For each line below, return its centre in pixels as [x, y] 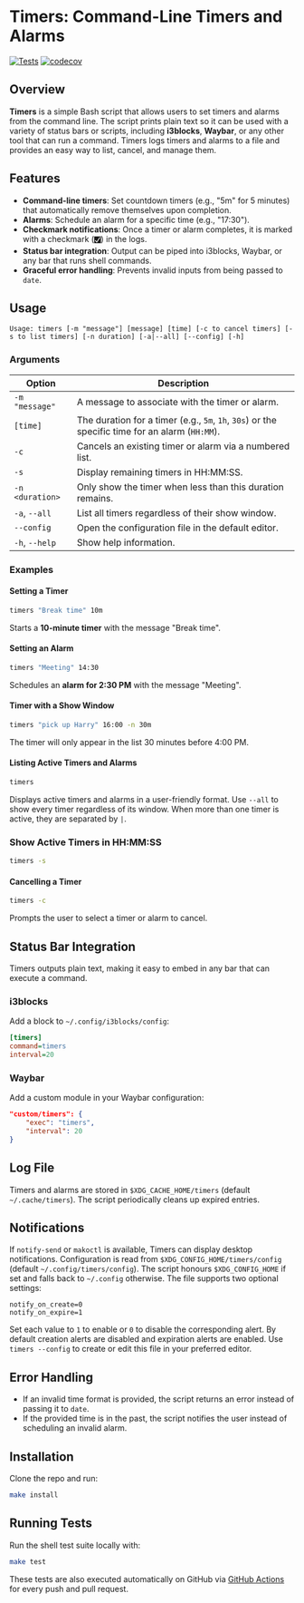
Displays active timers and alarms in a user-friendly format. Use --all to [144, 799]
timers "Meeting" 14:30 [54, 667]
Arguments [35, 360]
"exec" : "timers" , [60, 1123]
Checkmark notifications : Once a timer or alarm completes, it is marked [157, 229]
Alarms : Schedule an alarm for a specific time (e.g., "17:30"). [136, 219]
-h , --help [35, 542]
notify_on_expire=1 [46, 1313]
